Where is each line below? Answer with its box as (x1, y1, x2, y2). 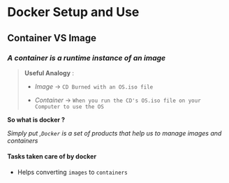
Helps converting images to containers (17, 168, 128, 177)
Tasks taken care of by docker (7, 152, 96, 161)
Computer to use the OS (34, 103, 105, 110)
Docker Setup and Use (7, 4, 140, 20)
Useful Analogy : (24, 68, 75, 77)
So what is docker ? (7, 115, 65, 124)
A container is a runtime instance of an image (7, 53, 166, 63)
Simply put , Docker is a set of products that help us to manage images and (7, 129, 222, 137)
